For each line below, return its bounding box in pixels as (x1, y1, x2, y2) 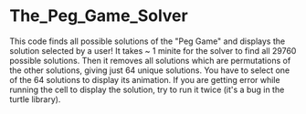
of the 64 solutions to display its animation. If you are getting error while (9, 74, 280, 85)
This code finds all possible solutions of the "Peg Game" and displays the (9, 36, 286, 47)
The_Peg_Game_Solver (9, 5, 189, 26)
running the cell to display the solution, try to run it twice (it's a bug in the (9, 84, 285, 95)
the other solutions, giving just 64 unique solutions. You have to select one (9, 65, 290, 76)
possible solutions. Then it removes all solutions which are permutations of (9, 55, 291, 66)
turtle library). (9, 93, 61, 105)
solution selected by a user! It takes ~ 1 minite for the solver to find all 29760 (9, 45, 297, 56)
